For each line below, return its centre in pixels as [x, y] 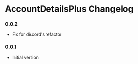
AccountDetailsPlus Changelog [69, 9]
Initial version [25, 57]
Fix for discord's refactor [37, 34]
